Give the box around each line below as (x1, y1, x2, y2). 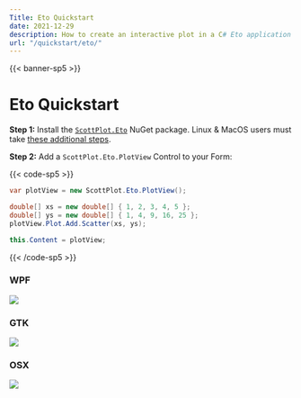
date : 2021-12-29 (9, 22, 75, 31)
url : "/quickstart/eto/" (9, 38, 102, 48)
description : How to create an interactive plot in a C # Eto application (9, 30, 292, 39)
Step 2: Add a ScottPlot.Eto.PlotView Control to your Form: (9, 151, 233, 162)
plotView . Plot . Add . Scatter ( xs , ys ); (9, 219, 146, 228)
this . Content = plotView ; (9, 235, 106, 244)
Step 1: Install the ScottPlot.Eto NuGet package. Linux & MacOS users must (9, 124, 292, 135)
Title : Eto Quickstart (9, 13, 94, 23)
